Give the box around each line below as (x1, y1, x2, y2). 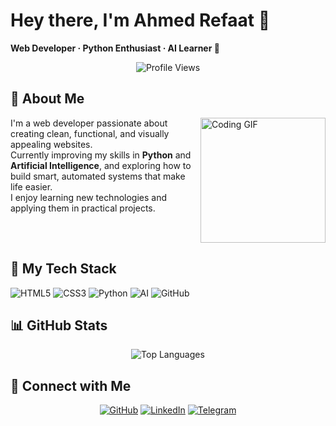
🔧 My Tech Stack (10, 260, 117, 278)
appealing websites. (10, 138, 93, 150)
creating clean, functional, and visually (10, 127, 170, 139)
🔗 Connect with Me (10, 377, 132, 394)
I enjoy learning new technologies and (10, 191, 168, 203)
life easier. (10, 180, 53, 193)
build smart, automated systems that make (10, 170, 186, 182)
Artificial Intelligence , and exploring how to (10, 159, 192, 171)
